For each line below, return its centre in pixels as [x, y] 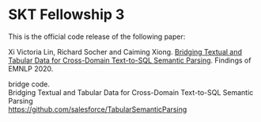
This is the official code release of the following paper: [97, 36]
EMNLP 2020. [31, 68]
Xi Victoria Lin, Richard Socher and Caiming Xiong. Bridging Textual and [125, 51]
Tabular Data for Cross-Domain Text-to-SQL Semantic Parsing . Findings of [130, 60]
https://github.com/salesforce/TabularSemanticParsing [98, 109]
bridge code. [29, 84]
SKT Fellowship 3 [66, 15]
